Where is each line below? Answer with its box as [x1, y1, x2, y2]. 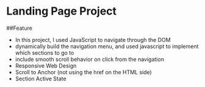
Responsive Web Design [15, 62, 77, 69]
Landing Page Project [6, 4, 117, 18]
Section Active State [15, 75, 67, 82]
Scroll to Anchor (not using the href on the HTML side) [15, 68, 153, 75]
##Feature [6, 24, 32, 32]
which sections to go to [15, 49, 74, 56]
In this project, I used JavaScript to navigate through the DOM [15, 36, 171, 43]
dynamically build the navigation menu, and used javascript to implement [15, 43, 199, 50]
